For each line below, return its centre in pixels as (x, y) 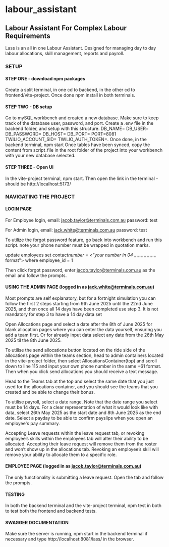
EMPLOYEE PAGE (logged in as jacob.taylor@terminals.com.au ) (73, 466)
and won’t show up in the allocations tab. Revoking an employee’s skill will (82, 449)
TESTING (15, 494)
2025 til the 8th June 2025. (34, 340)
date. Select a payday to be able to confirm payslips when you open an (79, 418)
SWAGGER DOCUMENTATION (37, 522)
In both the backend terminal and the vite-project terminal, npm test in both (83, 506)
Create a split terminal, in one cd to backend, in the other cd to (70, 90)
